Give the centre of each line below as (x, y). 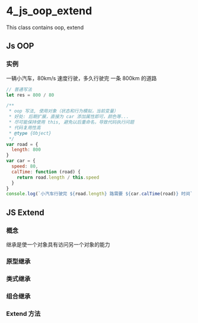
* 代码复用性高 (25, 128)
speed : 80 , (25, 166)
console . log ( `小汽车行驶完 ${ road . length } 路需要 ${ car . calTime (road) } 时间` (100, 194)
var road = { (22, 144)
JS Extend (25, 212)
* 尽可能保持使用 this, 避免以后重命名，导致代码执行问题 (71, 122)
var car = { (21, 161)
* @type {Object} (30, 133)
